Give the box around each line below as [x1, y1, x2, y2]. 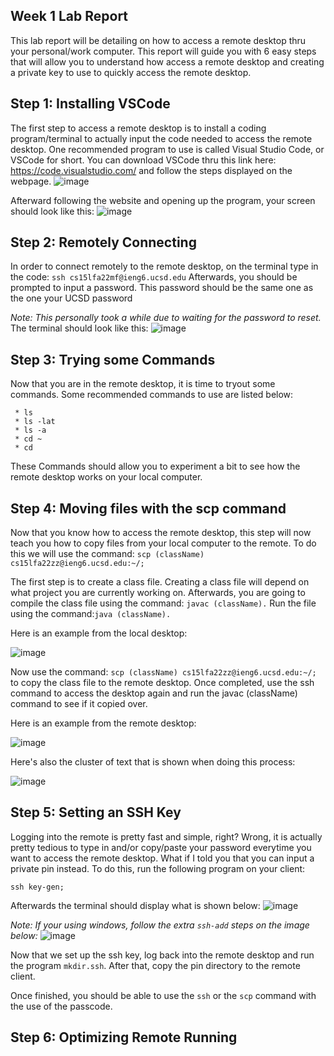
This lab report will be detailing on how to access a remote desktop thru [10, 34, 307, 46]
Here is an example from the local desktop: [10, 627, 188, 639]
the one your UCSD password [10, 292, 133, 304]
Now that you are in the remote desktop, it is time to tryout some [10, 378, 276, 390]
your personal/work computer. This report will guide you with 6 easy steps [10, 45, 317, 57]
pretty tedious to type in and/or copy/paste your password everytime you [10, 841, 312, 853]
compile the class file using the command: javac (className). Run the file [10, 597, 317, 609]
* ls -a [14, 425, 47, 436]
